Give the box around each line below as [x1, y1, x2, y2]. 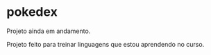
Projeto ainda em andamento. [6, 27, 91, 35]
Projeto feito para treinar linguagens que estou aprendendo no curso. [6, 40, 205, 48]
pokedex [6, 4, 58, 20]
